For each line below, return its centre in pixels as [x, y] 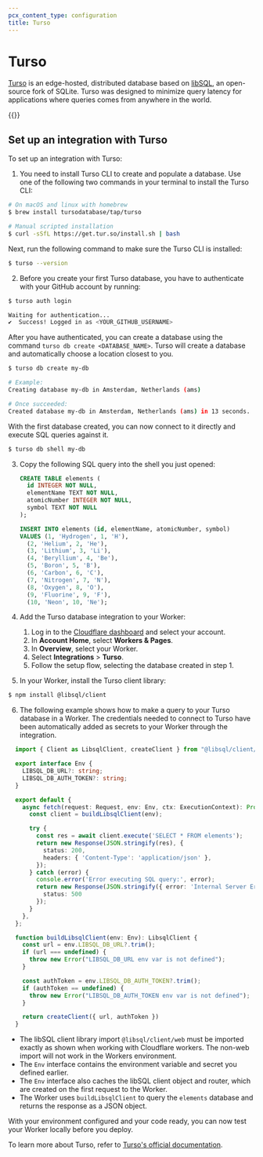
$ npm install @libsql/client [58, 695]
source [20, 92]
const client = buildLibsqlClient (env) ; [95, 814]
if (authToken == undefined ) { [73, 988]
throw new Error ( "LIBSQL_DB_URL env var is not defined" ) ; [127, 960]
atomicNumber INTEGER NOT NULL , [79, 500]
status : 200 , [64, 850]
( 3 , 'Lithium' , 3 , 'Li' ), [69, 551]
